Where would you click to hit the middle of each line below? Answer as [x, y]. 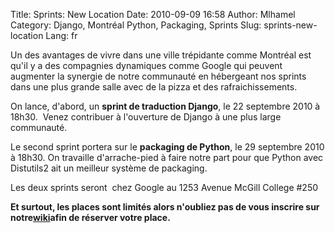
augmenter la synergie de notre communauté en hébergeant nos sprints [158, 76]
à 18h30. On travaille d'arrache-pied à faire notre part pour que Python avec [167, 157]
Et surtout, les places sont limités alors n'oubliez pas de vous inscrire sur [165, 207]
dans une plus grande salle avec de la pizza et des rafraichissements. [154, 87]
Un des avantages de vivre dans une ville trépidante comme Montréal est [161, 55]
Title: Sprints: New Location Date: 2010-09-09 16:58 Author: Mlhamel [153, 14]
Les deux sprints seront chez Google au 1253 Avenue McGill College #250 [164, 187]
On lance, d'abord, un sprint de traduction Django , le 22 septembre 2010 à [165, 106]
